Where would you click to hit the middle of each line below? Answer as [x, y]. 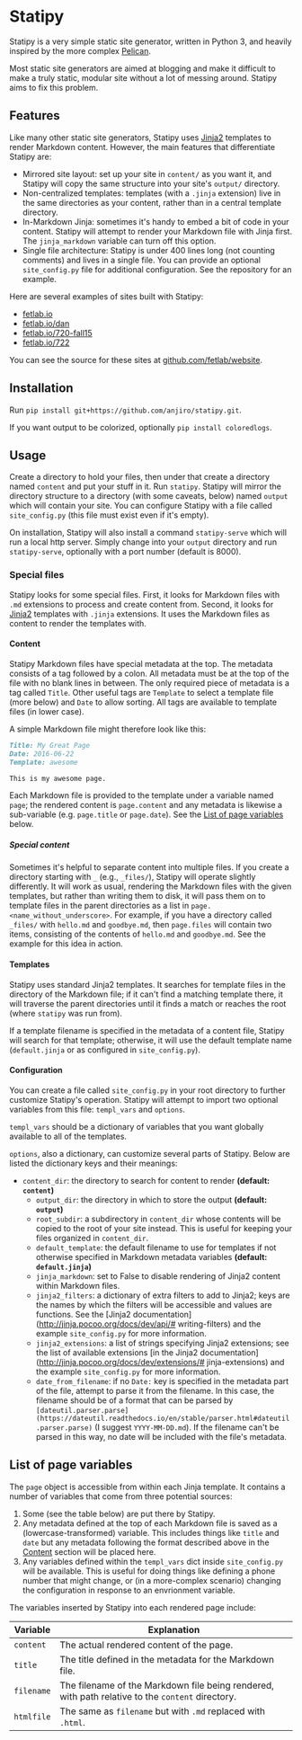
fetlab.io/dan [46, 323]
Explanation [174, 1629]
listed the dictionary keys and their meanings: [93, 1163]
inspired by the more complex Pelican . [80, 50]
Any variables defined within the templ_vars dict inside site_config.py [152, 1561]
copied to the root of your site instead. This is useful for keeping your [164, 1228]
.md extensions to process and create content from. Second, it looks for [142, 604]
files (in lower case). [47, 711]
